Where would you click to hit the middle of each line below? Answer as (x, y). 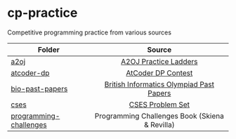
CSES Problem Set (159, 105)
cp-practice (42, 13)
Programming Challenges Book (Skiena (159, 116)
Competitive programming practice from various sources (90, 32)
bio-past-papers (39, 88)
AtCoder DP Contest (159, 73)
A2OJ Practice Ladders (159, 61)
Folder (48, 49)
